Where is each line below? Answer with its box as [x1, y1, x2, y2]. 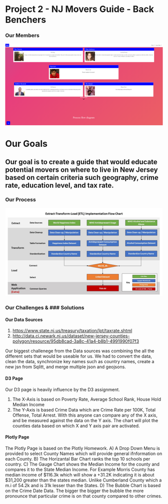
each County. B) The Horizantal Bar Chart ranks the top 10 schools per [5, 456, 150, 462]
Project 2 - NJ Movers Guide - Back [5, 3, 154, 15]
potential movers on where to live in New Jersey [5, 166, 158, 174]
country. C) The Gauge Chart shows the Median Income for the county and [5, 461, 160, 467]
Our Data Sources [5, 316, 43, 323]
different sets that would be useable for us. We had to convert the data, [5, 353, 152, 359]
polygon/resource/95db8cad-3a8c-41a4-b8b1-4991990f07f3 [12, 338, 139, 344]
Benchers [5, 14, 46, 25]
